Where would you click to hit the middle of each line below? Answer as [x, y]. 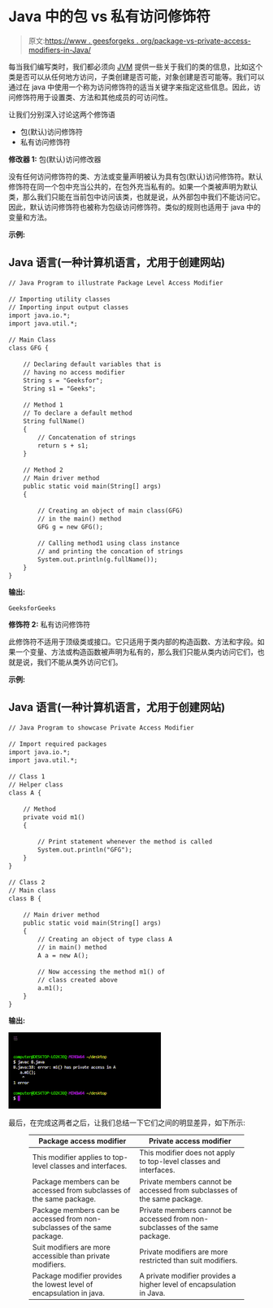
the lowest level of [63, 1284]
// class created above [78, 980]
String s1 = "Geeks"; [59, 388]
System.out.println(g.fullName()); [98, 559]
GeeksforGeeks [32, 608]
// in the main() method [80, 519]
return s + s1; [63, 445]
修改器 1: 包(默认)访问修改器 [55, 159]
